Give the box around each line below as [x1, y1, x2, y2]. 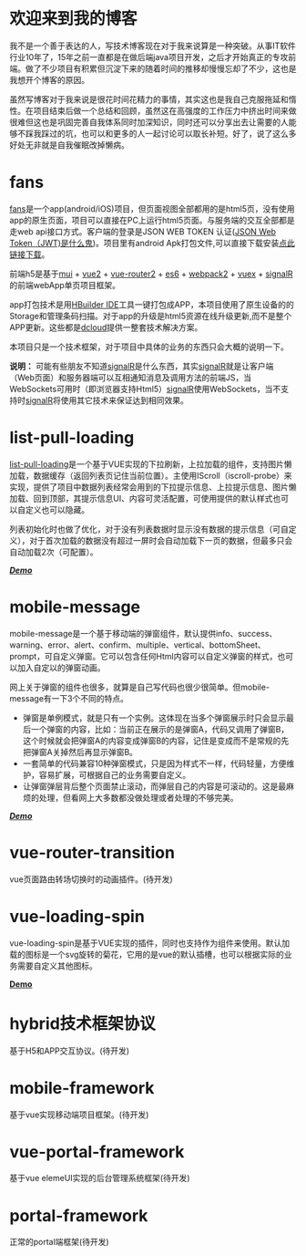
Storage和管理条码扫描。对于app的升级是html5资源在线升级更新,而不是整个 [9, 310, 292, 321]
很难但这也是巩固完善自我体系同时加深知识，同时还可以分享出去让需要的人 [9, 116, 289, 128]
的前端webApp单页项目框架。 [9, 279, 121, 290]
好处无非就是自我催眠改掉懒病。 [9, 139, 129, 151]
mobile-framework [9, 1077, 155, 1098]
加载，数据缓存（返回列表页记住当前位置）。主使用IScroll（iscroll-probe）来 [9, 470, 293, 481]
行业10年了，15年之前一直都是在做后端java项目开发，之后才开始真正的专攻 [9, 51, 289, 62]
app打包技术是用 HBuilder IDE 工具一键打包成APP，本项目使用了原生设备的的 [9, 298, 294, 310]
